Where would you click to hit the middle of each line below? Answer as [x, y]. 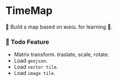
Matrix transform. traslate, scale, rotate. [61, 55]
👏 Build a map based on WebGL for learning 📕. [59, 27]
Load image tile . [35, 73]
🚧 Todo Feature [27, 42]
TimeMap [29, 11]
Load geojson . [31, 61]
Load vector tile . [36, 67]
